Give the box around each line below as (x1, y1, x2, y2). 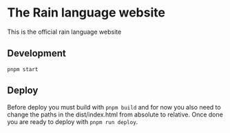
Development (7, 48, 67, 59)
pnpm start (7, 65, 39, 73)
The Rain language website (7, 5, 165, 21)
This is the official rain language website (7, 28, 122, 36)
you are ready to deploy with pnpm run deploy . (7, 117, 138, 125)
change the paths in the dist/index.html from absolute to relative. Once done (7, 110, 224, 119)
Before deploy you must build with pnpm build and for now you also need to (7, 103, 222, 111)
